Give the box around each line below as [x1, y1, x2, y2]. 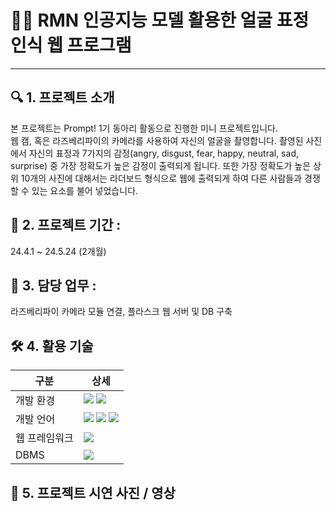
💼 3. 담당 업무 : [10, 277, 97, 294]
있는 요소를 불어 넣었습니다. [31, 184, 139, 196]
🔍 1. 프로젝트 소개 [10, 89, 115, 106]
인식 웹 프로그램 [10, 34, 132, 57]
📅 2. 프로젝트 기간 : [10, 217, 122, 234]
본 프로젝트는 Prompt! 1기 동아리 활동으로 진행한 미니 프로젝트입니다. [10, 122, 278, 134]
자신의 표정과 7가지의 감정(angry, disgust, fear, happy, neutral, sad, [28, 147, 299, 159]
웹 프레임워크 [15, 431, 74, 445]
